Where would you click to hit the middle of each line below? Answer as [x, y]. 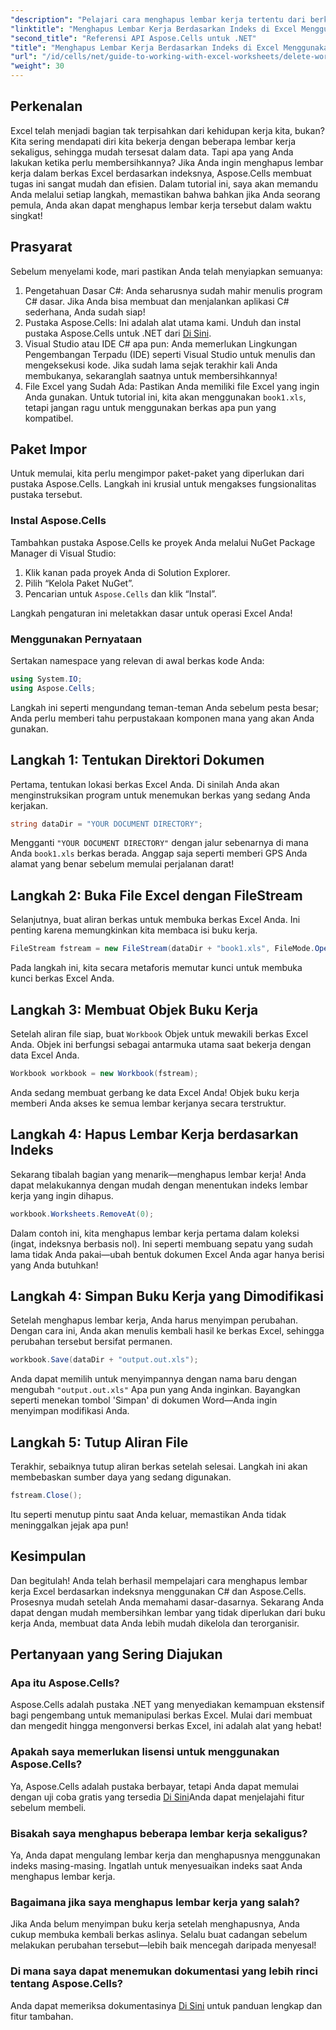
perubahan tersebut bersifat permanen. [91, 1342]
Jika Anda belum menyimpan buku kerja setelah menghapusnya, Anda [155, 1924]
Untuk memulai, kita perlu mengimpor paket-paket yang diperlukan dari [157, 473]
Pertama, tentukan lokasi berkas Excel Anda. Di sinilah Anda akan [145, 784]
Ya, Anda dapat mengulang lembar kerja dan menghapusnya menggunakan [165, 1855]
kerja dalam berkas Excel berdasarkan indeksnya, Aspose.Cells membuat [161, 173]
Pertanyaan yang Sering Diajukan [116, 1654]
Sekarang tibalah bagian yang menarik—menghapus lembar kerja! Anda [158, 1174]
